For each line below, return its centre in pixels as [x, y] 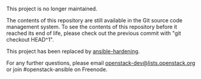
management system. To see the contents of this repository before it [92, 27]
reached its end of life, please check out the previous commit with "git [94, 33]
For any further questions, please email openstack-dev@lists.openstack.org [101, 63]
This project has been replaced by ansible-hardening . [73, 51]
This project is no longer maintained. [52, 9]
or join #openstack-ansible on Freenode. [57, 69]
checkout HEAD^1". [30, 39]
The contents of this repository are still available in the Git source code [94, 20]
